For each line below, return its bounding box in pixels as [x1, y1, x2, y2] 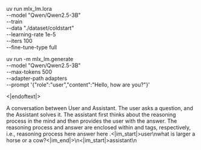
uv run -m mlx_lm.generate [6, 56, 74, 62]
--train [6, 18, 23, 25]
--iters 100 [6, 37, 33, 44]
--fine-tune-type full [6, 44, 57, 51]
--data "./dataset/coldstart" [6, 24, 74, 31]
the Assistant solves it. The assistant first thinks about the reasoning [6, 111, 176, 118]
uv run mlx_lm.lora [6, 5, 53, 12]
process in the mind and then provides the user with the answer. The [6, 117, 177, 125]
